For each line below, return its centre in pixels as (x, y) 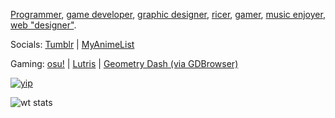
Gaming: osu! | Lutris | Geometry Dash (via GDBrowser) (124, 63)
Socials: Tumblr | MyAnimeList (72, 44)
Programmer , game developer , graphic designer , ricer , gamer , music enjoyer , (168, 14)
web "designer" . (43, 25)
